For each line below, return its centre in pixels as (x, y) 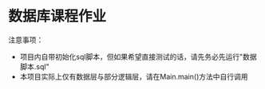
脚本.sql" (34, 66)
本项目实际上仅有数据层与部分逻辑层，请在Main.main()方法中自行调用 (134, 76)
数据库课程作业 (57, 16)
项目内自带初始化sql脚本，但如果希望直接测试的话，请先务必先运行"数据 (138, 56)
